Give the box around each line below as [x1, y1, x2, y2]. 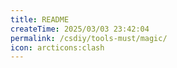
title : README [10, 14, 70, 25]
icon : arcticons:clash [10, 42, 105, 53]
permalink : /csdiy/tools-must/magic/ [10, 33, 168, 43]
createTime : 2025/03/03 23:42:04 [10, 24, 150, 34]
